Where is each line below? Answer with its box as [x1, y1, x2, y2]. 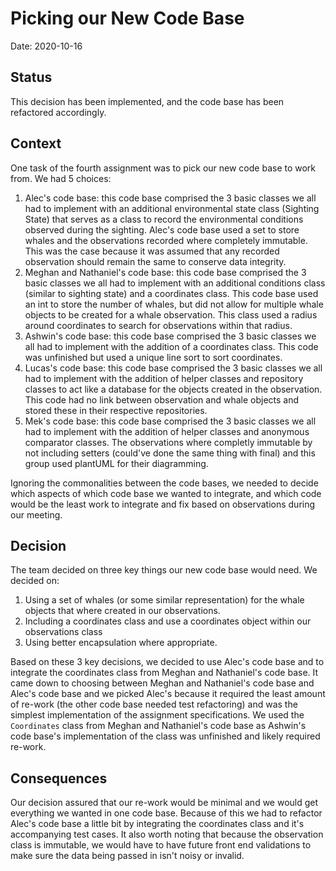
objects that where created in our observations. [24, 605, 221, 617]
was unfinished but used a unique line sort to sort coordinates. [24, 351, 283, 363]
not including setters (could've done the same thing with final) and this [24, 447, 316, 459]
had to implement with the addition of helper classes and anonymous [24, 425, 310, 437]
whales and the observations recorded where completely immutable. [24, 234, 308, 246]
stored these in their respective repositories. [24, 404, 208, 416]
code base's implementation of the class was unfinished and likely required [10, 730, 321, 742]
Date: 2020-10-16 [10, 40, 83, 52]
